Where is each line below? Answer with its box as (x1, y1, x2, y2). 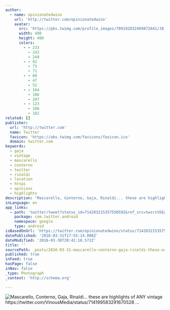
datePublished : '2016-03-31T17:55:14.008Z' (5, 233, 99, 238)
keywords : (5, 144, 26, 149)
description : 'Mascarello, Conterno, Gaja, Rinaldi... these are (5, 195, 146, 200)
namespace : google (14, 219, 53, 224)
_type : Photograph (5, 271, 44, 276)
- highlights (10, 191, 37, 196)
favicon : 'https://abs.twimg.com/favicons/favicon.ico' (10, 135, 130, 140)
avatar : (14, 21, 30, 27)
